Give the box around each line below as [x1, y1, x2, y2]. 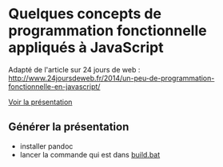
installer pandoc [19, 141, 74, 151]
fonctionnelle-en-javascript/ [8, 81, 101, 91]
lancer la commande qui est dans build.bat [19, 150, 161, 159]
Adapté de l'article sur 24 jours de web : [8, 64, 141, 74]
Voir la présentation [8, 97, 73, 107]
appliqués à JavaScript [8, 39, 164, 56]
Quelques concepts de [8, 5, 162, 23]
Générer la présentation [8, 120, 129, 134]
